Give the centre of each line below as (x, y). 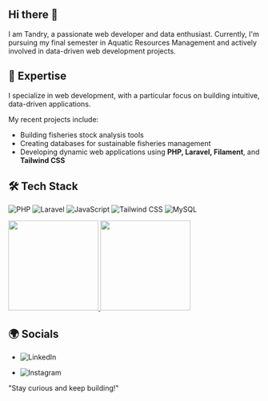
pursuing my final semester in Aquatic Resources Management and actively (133, 42)
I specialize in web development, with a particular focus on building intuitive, (134, 95)
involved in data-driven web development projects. (92, 51)
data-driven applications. (50, 104)
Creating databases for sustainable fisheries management (115, 143)
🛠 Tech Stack (43, 187)
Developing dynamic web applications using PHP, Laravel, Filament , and (140, 152)
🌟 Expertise (38, 76)
